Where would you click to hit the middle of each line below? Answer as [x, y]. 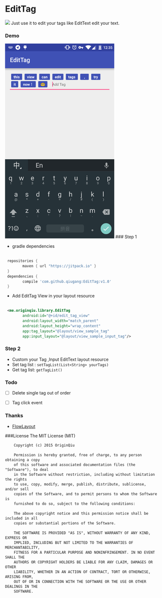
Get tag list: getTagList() [37, 370]
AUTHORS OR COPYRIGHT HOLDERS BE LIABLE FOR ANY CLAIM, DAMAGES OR [83, 562]
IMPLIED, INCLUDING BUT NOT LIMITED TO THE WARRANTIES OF [73, 542]
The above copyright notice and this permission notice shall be [81, 513]
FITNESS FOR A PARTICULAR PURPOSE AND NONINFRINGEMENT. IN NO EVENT [84, 552]
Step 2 [13, 349]
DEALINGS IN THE [21, 586]
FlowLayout [24, 426]
